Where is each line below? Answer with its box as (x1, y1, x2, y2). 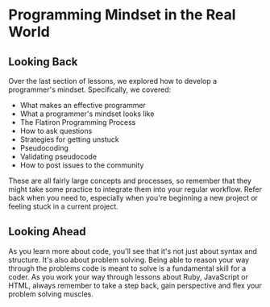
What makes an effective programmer (19, 101, 147, 110)
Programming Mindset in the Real (8, 6, 236, 24)
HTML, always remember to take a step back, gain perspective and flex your (8, 280, 262, 290)
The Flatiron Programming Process (19, 118, 136, 127)
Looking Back (8, 55, 78, 68)
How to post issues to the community (19, 160, 144, 170)
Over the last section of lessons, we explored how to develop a (8, 77, 218, 85)
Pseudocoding (19, 143, 69, 152)
